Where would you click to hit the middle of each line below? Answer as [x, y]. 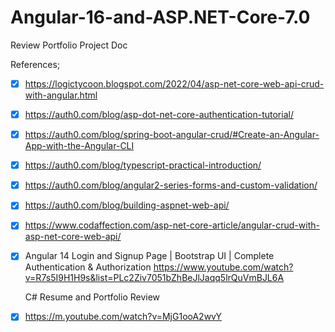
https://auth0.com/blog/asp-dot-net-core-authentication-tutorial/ [159, 114]
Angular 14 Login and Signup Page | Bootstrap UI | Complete [149, 256]
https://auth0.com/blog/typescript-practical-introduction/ [143, 165]
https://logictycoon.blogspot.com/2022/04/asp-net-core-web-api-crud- [174, 83]
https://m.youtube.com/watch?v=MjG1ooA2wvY [123, 317]
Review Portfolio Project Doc [69, 45]
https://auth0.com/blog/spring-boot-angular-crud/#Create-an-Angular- [172, 135]
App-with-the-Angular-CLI [79, 146]
